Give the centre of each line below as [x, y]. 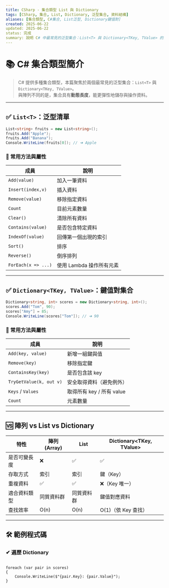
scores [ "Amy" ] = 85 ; [27, 311]
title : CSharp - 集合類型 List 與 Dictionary [52, 10]
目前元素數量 [72, 209]
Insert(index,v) [28, 190]
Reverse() [20, 256]
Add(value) [21, 180]
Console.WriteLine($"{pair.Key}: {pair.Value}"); [68, 576]
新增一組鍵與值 [84, 354]
